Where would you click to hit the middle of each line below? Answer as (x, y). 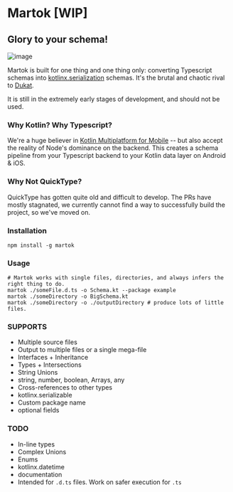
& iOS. (17, 163)
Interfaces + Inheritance (53, 358)
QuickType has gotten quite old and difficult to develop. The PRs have (109, 197)
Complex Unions (42, 451)
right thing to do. (36, 284)
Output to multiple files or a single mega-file (82, 350)
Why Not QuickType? (45, 181)
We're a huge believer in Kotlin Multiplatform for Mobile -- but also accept (115, 141)
